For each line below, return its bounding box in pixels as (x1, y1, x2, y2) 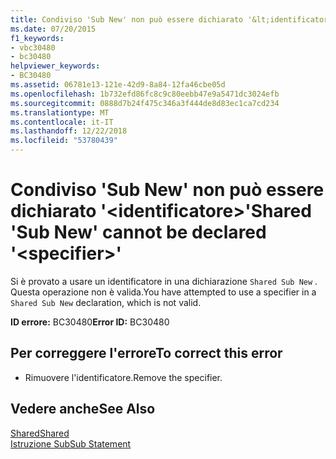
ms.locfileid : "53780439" (10, 136, 118, 146)
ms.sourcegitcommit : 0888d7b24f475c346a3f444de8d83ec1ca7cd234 (10, 98, 280, 108)
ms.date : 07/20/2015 (10, 24, 97, 34)
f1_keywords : (10, 33, 65, 43)
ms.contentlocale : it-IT (10, 117, 114, 127)
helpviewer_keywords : (10, 61, 101, 71)
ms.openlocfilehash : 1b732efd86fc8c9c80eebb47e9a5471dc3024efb (10, 89, 280, 99)
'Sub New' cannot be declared (10, 221, 267, 244)
